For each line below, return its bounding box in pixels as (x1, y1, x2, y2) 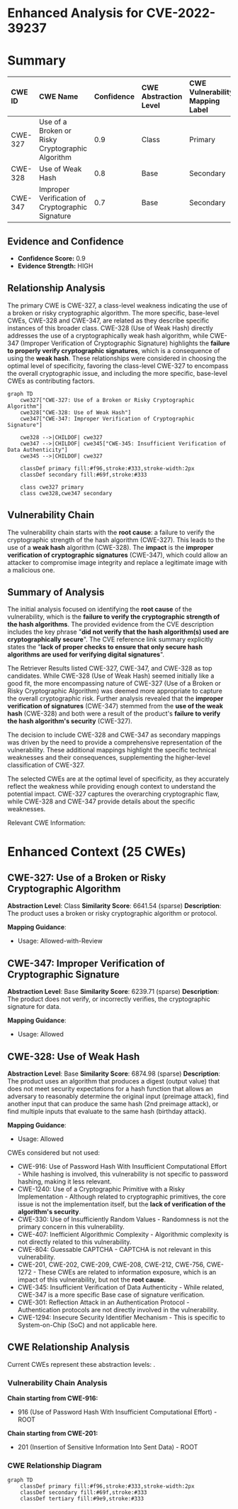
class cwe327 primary (20, 483, 84, 491)
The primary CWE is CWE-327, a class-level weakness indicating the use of (7, 301, 228, 310)
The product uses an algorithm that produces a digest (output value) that (7, 1077, 220, 1085)
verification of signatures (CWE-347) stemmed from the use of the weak (7, 702, 223, 710)
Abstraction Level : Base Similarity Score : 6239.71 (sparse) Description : (7, 988, 220, 996)
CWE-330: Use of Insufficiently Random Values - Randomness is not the (17, 1215, 229, 1223)
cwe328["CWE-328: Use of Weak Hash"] (20, 409, 132, 416)
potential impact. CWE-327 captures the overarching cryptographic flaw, (7, 790, 220, 799)
